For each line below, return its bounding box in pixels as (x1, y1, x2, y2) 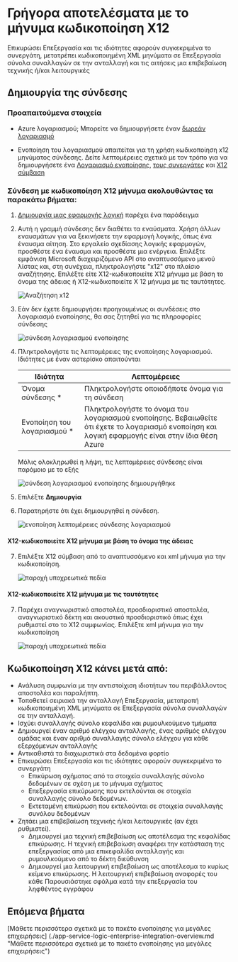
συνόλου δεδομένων (28, 809, 91, 818)
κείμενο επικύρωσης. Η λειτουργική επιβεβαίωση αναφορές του (28, 870, 217, 878)
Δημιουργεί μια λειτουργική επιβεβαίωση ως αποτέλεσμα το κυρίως (28, 862, 229, 870)
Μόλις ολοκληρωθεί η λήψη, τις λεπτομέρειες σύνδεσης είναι (17, 458, 203, 466)
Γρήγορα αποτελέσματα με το (7, 5, 189, 21)
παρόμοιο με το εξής (17, 465, 79, 473)
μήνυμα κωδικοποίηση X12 (7, 20, 170, 36)
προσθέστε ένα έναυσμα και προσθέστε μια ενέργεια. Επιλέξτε (17, 247, 206, 255)
